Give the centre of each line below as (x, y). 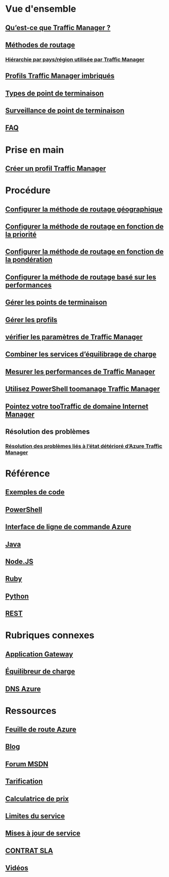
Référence (27, 474)
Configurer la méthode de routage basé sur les (81, 277)
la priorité (21, 234)
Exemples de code (35, 492)
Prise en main (35, 150)
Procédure (28, 190)
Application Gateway (39, 654)
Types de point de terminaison (55, 93)
